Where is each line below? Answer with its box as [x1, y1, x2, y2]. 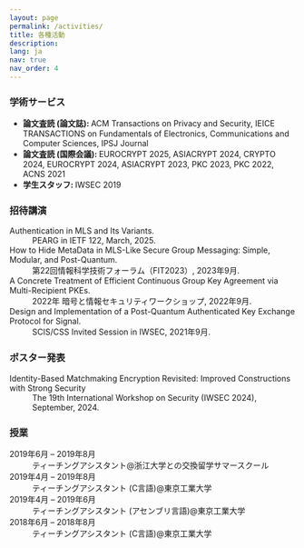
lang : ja [9, 47, 43, 56]
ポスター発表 [9, 352, 66, 364]
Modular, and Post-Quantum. [9, 254, 118, 265]
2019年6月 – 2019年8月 [9, 449, 96, 460]
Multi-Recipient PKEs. [9, 285, 91, 296]
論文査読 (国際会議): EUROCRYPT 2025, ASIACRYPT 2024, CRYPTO [22, 149, 277, 160]
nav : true [9, 55, 47, 65]
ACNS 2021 [22, 169, 66, 180]
